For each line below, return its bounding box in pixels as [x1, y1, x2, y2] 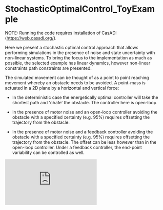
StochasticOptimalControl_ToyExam [5, 3, 155, 15]
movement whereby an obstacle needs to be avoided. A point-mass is [5, 79, 145, 86]
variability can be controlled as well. [12, 150, 84, 155]
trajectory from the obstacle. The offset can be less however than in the [12, 139, 157, 145]
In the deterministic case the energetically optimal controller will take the [12, 94, 159, 100]
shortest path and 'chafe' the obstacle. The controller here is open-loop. [12, 99, 158, 105]
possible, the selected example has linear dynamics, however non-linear [5, 60, 150, 66]
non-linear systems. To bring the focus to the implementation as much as [5, 55, 152, 60]
